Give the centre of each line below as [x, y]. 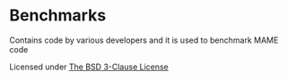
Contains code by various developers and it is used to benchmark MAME [144, 40]
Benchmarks [58, 16]
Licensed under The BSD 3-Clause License [89, 67]
